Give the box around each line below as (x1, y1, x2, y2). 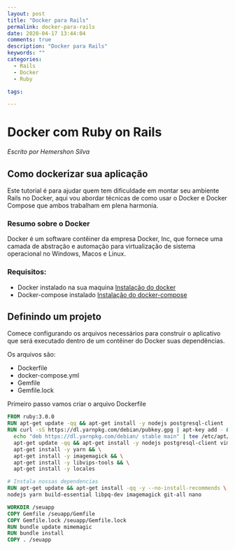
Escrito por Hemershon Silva (7, 148, 90, 156)
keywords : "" (7, 50, 45, 57)
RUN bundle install (7, 530, 64, 537)
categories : (7, 56, 42, 63)
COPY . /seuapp (7, 537, 52, 544)
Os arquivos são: (7, 350, 56, 359)
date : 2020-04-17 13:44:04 (7, 29, 86, 37)
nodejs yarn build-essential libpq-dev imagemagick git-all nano (7, 491, 201, 498)
